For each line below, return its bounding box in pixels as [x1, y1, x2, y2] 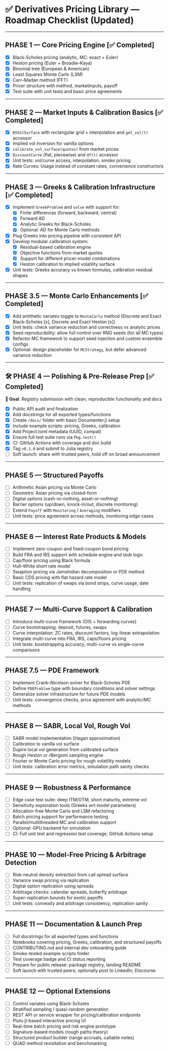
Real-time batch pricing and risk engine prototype [12, 1023, 116, 1029]
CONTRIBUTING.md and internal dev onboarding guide [12, 945, 127, 951]
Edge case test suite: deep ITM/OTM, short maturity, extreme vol [12, 797, 147, 803]
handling [12, 586, 31, 592]
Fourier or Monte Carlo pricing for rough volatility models [12, 758, 131, 764]
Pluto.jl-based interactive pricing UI [12, 1017, 86, 1023]
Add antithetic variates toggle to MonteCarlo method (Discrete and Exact [12, 313, 162, 319]
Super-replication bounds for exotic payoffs [12, 894, 103, 901]
